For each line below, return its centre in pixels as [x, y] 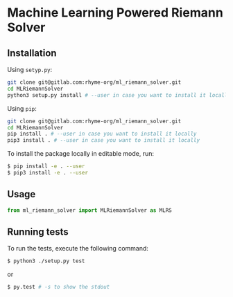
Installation [32, 53]
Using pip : [22, 108]
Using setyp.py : [30, 70]
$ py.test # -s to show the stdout [59, 287]
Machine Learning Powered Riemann [115, 13]
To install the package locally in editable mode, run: [81, 154]
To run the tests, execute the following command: [78, 249]
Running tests [38, 232]
